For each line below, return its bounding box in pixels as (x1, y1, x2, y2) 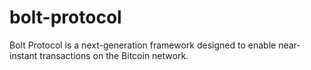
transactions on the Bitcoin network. (39, 49, 189, 61)
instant (9, 49, 38, 61)
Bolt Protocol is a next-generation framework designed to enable (9, 39, 277, 51)
